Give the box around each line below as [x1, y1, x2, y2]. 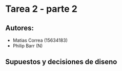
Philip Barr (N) [12, 43, 43, 49]
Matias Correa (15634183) [12, 37, 68, 43]
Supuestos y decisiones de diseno [5, 58, 117, 66]
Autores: [5, 24, 34, 32]
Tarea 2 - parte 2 [5, 3, 78, 15]
